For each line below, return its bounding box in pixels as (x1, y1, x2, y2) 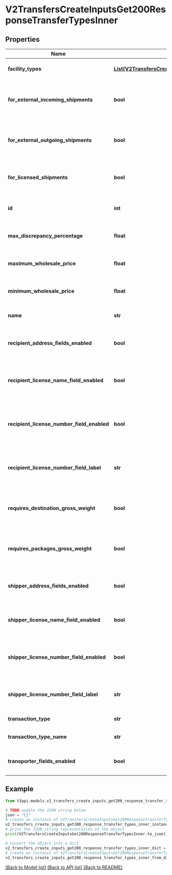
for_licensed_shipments (8, 174, 68, 181)
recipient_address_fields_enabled (8, 340, 92, 346)
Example (5, 785, 34, 793)
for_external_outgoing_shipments (8, 137, 92, 143)
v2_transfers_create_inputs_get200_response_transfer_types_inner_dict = (5, 845, 166, 851)
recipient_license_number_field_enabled (8, 420, 109, 427)
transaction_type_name (8, 733, 67, 740)
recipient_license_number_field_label (8, 464, 101, 471)
